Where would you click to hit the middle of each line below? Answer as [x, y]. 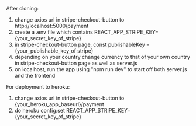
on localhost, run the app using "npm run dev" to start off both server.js [101, 69]
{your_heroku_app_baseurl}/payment [59, 104]
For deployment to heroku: [38, 87]
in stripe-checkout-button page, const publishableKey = [82, 44]
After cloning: [23, 8]
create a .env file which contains [54, 32]
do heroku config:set [40, 111]
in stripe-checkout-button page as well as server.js [76, 63]
